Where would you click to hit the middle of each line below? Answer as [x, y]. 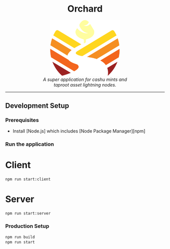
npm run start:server [28, 213]
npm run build [20, 237]
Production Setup [27, 226]
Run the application [30, 144]
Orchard [85, 9]
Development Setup [37, 106]
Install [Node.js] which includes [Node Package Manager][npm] [79, 131]
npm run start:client [28, 179]
